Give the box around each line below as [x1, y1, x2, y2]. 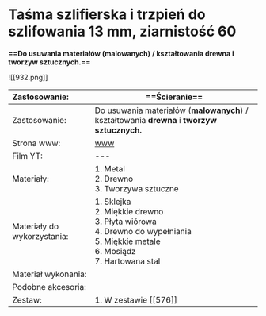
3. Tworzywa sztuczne [94, 183, 180, 194]
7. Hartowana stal [94, 256, 161, 267]
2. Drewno [94, 173, 134, 184]
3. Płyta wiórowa [94, 216, 157, 227]
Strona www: [12, 137, 61, 148]
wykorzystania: [12, 230, 69, 241]
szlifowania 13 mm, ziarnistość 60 [8, 22, 237, 40]
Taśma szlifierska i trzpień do [8, 6, 206, 24]
